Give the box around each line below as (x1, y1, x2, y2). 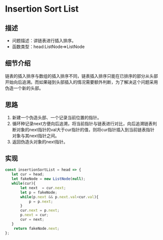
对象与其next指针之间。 (12, 132, 60, 139)
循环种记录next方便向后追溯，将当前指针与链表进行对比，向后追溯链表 (12, 120, 153, 127)
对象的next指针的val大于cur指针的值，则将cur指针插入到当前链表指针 (16, 127, 155, 132)
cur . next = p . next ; (20, 208, 60, 213)
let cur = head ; (11, 172, 45, 177)
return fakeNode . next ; (14, 226, 60, 231)
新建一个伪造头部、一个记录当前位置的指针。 (12, 114, 102, 120)
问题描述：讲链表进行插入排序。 (12, 38, 76, 43)
